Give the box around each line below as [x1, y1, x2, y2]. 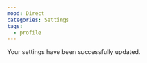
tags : [7, 23, 23, 29]
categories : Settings [7, 16, 70, 23]
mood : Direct [7, 10, 45, 17]
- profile [13, 29, 41, 36]
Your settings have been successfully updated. [7, 48, 141, 56]
